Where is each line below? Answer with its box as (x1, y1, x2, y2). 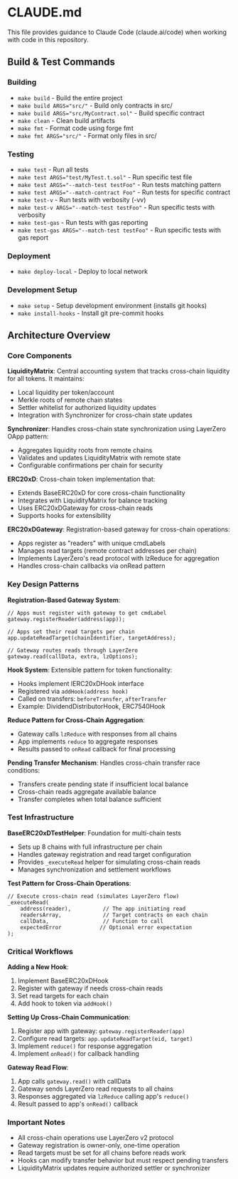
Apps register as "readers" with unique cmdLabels (17, 539, 166, 548)
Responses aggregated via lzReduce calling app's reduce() (17, 1092, 190, 1101)
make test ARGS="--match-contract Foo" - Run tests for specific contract (17, 188, 231, 196)
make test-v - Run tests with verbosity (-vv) (17, 195, 146, 203)
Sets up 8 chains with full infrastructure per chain (17, 842, 163, 851)
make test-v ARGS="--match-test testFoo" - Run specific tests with (17, 203, 215, 211)
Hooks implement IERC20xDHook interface (17, 679, 144, 687)
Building (7, 78, 37, 88)
